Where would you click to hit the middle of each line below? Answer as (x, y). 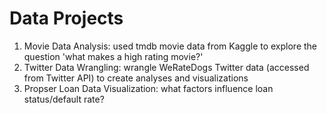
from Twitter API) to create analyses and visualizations (136, 78)
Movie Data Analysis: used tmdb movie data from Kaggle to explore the (170, 46)
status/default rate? (64, 99)
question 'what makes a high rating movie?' (113, 56)
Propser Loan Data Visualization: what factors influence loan (148, 88)
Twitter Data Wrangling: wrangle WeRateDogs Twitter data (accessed (166, 67)
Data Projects (66, 18)
